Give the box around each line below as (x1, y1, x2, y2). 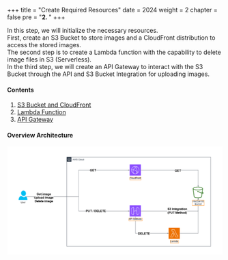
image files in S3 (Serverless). (7, 55, 92, 64)
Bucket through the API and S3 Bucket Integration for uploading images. (7, 70, 210, 78)
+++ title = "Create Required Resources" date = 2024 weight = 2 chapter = (7, 6, 218, 14)
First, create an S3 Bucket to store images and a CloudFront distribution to (7, 34, 216, 42)
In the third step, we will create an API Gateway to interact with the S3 (7, 63, 203, 70)
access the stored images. (7, 41, 82, 49)
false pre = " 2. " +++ (7, 13, 66, 21)
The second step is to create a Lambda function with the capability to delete (7, 48, 222, 56)
